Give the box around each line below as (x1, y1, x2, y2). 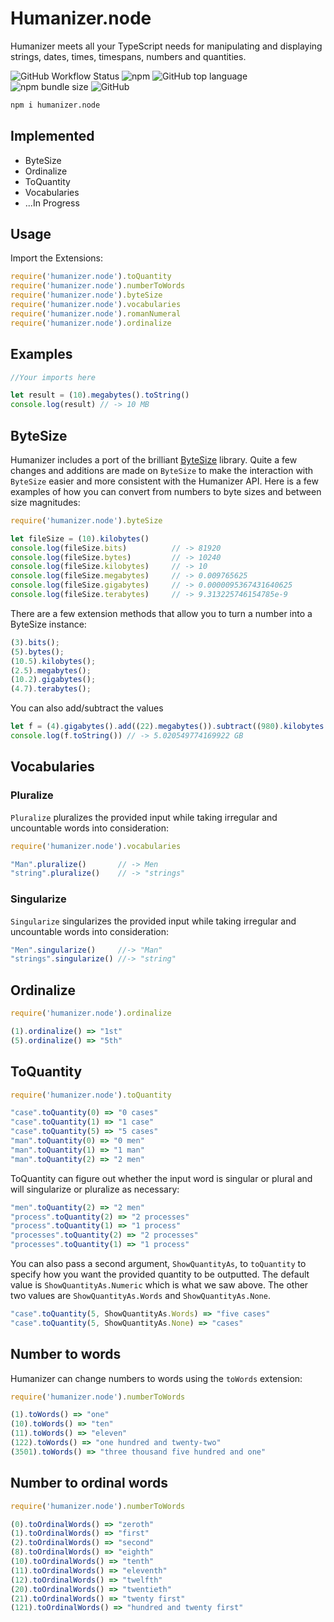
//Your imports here (10, 372, 97, 382)
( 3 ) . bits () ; (10, 637, 60, 647)
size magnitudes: (10, 496, 81, 508)
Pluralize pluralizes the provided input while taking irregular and (10, 811, 278, 823)
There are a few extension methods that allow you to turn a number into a (10, 607, 313, 619)
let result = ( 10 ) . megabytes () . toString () (10, 390, 190, 401)
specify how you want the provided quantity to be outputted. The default (10, 1268, 310, 1281)
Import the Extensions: (10, 252, 104, 264)
